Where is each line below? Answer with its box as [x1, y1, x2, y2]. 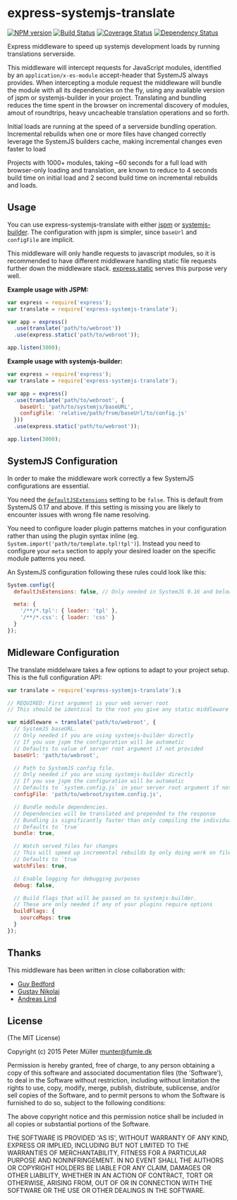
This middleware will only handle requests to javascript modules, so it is [7, 249, 216, 258]
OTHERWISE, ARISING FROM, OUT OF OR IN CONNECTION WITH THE [7, 1179, 213, 1187]
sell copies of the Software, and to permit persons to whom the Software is [7, 1091, 226, 1100]
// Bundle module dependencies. [13, 803, 109, 811]
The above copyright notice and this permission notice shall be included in [7, 1112, 224, 1121]
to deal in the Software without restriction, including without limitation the [7, 1076, 220, 1085]
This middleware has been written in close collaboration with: [7, 966, 186, 974]
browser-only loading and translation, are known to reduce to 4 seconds [7, 166, 217, 174]
